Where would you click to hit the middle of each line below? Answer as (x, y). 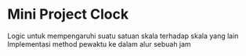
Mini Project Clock (68, 14)
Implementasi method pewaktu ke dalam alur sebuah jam (99, 44)
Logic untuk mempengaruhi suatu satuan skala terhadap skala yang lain (123, 36)
